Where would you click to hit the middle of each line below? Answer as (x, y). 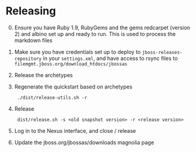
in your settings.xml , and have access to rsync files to (110, 58)
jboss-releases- (162, 52)
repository (28, 59)
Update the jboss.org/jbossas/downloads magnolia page (84, 142)
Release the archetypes (43, 75)
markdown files (33, 40)
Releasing (31, 11)
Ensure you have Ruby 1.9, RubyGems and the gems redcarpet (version (102, 28)
